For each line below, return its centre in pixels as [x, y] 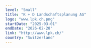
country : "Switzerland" [30, 38]
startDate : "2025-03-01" [31, 24]
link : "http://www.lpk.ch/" [35, 33]
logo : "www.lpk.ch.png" [30, 19]
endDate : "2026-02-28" [29, 28]
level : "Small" [21, 10]
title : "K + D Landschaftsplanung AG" [46, 14]
